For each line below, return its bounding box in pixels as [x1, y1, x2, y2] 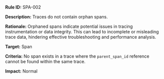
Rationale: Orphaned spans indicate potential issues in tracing [5, 23, 133, 29]
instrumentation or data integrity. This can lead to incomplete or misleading [5, 29, 159, 34]
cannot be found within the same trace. [5, 59, 86, 64]
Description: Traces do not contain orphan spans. [5, 14, 108, 19]
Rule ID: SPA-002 [5, 4, 41, 10]
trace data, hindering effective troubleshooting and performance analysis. [5, 34, 157, 40]
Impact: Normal [5, 68, 38, 74]
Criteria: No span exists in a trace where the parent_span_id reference [5, 53, 150, 59]
